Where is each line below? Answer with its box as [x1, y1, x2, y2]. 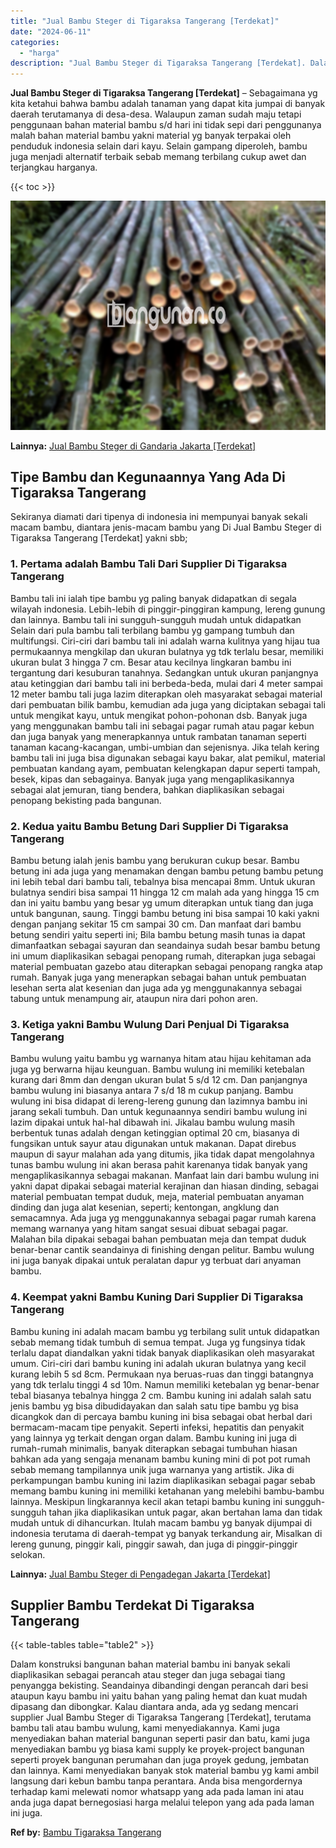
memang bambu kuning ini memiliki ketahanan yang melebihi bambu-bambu [10, 1485, 325, 1497]
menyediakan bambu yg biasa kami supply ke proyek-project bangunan [10, 1743, 305, 1755]
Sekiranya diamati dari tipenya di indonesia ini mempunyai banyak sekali [10, 511, 308, 523]
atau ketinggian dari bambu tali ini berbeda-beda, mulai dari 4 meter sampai [10, 677, 323, 689]
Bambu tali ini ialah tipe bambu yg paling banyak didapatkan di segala [10, 592, 297, 604]
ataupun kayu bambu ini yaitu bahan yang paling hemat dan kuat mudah [10, 1690, 308, 1702]
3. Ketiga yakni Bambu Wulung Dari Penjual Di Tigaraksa [10, 1017, 290, 1031]
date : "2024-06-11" [10, 26, 92, 37]
